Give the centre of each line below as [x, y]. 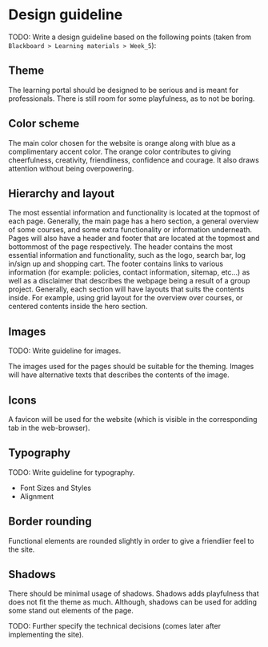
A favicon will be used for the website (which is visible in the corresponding [133, 419]
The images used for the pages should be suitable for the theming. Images [131, 367]
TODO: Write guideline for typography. [72, 472]
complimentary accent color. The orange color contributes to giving [120, 151]
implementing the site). [46, 635]
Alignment [37, 496]
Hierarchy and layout [61, 193]
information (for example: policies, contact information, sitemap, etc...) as [129, 272]
